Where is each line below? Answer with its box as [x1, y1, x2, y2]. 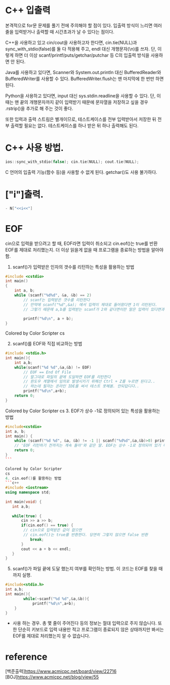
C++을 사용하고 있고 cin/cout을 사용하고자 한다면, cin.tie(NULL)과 [5, 39, 138, 46]
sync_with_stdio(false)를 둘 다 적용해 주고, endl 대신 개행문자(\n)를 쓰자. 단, [5, 46, 157, 52]
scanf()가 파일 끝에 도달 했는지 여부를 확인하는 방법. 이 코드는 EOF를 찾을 [12, 566, 158, 572]
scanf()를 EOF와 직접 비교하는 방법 [12, 341, 82, 347]
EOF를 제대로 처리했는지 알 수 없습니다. [12, 633, 91, 639]
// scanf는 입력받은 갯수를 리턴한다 [23, 297, 90, 302]
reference [5, 651, 48, 662]
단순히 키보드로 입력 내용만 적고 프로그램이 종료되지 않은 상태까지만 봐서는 [18, 627, 164, 633]
